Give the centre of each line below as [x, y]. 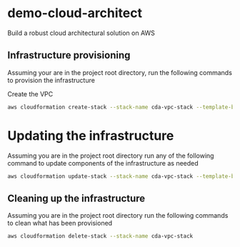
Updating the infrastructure [91, 135]
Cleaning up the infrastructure [76, 198]
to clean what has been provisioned [60, 223]
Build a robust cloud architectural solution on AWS [81, 33]
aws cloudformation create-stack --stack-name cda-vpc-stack [100, 107]
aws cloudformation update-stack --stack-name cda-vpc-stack [100, 176]
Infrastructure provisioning [69, 55]
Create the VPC [30, 94]
